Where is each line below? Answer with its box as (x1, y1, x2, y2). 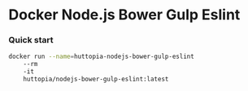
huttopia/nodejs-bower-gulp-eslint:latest (23, 75, 169, 84)
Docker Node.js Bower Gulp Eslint (8, 6, 241, 24)
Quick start (8, 35, 54, 46)
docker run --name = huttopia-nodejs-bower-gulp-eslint (8, 52, 195, 61)
